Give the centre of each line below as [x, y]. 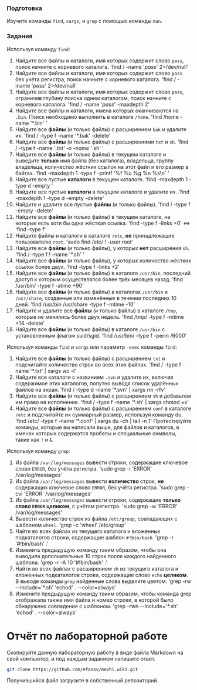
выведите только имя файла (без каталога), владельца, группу [94, 161]
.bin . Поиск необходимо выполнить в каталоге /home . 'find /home [97, 116]
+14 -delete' [30, 323]
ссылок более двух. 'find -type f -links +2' [67, 266]
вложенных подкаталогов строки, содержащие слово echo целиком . [101, 575]
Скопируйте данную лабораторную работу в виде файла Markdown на [95, 652]
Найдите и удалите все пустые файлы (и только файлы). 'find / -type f [103, 204]
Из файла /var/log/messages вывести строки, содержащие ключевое [101, 462]
